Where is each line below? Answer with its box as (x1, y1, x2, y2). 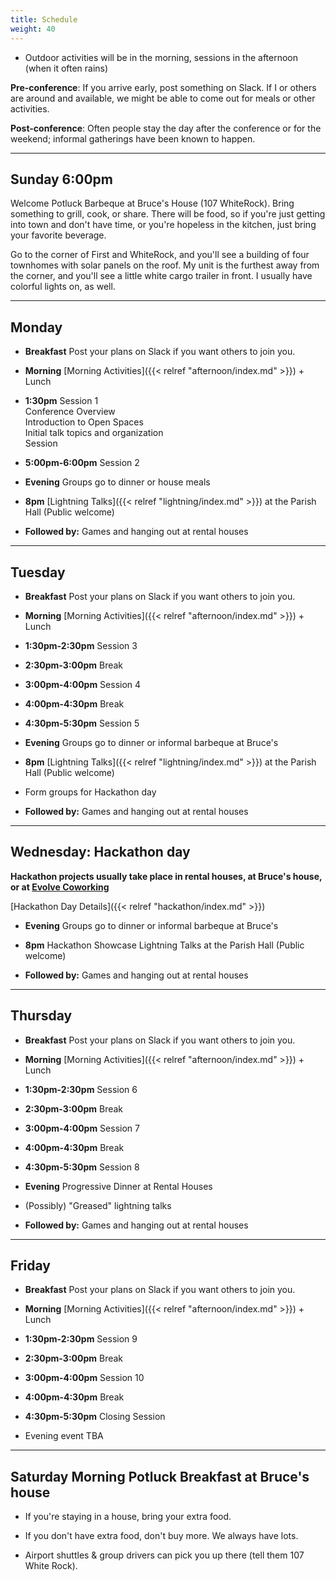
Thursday (10, 1007, 73, 1025)
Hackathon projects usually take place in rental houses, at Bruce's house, (10, 870, 323, 882)
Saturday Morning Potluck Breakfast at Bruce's (10, 1468, 310, 1485)
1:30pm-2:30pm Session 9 (24, 1333, 138, 1345)
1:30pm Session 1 (24, 395, 99, 407)
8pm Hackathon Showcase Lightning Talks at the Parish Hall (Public (24, 939, 305, 951)
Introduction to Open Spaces (24, 416, 144, 428)
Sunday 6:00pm (10, 171, 113, 188)
